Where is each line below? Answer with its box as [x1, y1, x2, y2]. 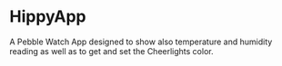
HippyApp [9, 6, 86, 27]
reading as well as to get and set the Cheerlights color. [9, 45, 214, 56]
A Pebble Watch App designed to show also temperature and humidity [9, 36, 273, 47]
